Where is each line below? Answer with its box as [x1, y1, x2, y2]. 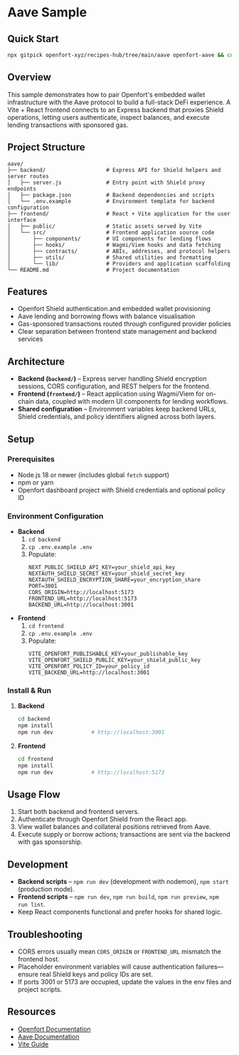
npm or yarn [17, 478, 54, 486]
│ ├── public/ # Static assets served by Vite [7, 223, 202, 230]
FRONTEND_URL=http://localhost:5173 [28, 595, 137, 603]
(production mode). [17, 885, 75, 894]
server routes [7, 173, 50, 180]
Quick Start [7, 33, 59, 45]
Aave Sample [7, 4, 87, 21]
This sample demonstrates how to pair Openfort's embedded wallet [7, 90, 206, 98]
